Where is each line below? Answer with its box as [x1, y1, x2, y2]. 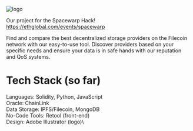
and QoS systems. [6, 53, 51, 60]
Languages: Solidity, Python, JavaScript [6, 93, 103, 100]
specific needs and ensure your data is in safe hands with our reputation [6, 47, 182, 54]
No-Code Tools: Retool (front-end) [6, 112, 90, 119]
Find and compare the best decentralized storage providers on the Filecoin [6, 35, 188, 41]
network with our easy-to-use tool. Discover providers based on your [6, 41, 174, 48]
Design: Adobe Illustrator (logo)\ [6, 118, 84, 125]
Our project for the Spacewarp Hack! [6, 17, 96, 23]
